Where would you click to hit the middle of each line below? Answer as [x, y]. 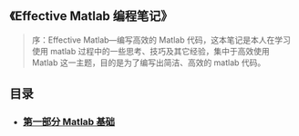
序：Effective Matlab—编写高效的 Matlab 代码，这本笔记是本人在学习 [161, 40]
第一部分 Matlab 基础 [69, 122]
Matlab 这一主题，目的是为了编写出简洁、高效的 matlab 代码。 [149, 63]
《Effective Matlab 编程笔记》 [91, 16]
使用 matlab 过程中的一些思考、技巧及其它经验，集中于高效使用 [151, 51]
